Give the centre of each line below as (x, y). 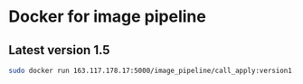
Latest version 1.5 (59, 50)
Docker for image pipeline (108, 17)
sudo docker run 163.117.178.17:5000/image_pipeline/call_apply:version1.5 (154, 70)
